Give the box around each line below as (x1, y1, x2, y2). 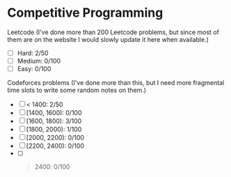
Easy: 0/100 (17, 65, 51, 73)
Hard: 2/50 (17, 49, 49, 57)
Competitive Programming (7, 5, 164, 21)
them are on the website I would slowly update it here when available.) (7, 35, 209, 43)
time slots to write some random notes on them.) (7, 86, 147, 95)
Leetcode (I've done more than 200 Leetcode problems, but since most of (7, 28, 219, 36)
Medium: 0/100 (17, 57, 61, 65)
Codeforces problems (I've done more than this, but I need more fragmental (7, 79, 225, 87)
